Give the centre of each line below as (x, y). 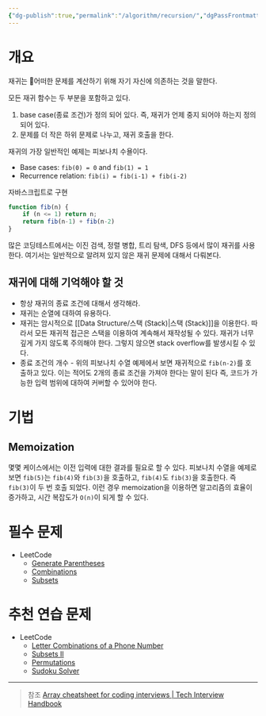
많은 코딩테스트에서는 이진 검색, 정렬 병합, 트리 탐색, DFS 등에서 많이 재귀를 (125, 245)
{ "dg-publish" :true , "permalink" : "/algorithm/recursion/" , (106, 15)
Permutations (53, 662)
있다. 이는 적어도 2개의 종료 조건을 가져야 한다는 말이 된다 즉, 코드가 (145, 372)
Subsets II (48, 654)
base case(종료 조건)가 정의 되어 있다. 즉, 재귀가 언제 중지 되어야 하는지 (131, 114)
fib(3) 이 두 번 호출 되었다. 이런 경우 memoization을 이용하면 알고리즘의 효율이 (131, 487)
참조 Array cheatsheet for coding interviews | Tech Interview (125, 695)
